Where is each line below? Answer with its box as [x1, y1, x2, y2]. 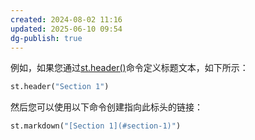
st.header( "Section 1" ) [10, 82, 110, 92]
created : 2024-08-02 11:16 [10, 14, 123, 25]
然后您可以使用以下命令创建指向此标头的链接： [10, 101, 203, 113]
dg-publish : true [10, 33, 83, 43]
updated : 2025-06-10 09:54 [10, 24, 123, 34]
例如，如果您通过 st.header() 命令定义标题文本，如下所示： [10, 62, 249, 74]
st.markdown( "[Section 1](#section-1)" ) [10, 121, 182, 131]
